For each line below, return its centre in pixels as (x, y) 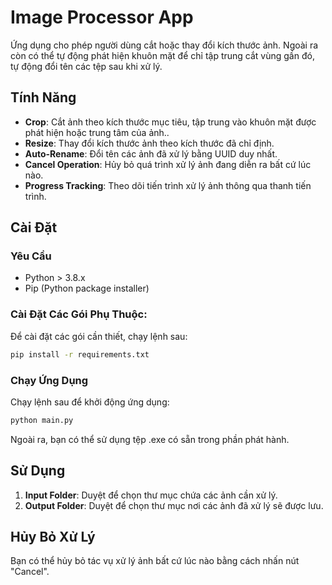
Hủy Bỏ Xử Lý (53, 536)
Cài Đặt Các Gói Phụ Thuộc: (79, 314)
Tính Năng (43, 97)
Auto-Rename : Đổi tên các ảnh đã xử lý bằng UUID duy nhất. (151, 153)
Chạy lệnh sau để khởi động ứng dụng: (90, 402)
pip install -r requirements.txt (80, 354)
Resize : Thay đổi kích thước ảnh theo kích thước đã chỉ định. (149, 143)
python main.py (42, 420)
